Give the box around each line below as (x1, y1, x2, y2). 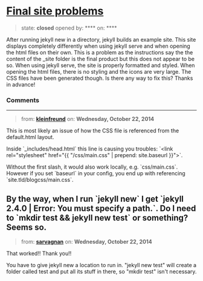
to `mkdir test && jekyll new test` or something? (6, 213, 188, 223)
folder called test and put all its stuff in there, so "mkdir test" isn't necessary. (6, 268, 197, 276)
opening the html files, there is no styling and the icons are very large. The (6, 68, 192, 75)
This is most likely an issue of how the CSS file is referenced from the (6, 127, 179, 134)
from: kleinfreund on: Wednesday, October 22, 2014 (21, 115, 155, 123)
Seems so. (6, 222, 47, 232)
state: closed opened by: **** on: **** (21, 24, 117, 31)
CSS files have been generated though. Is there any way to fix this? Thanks (6, 74, 193, 82)
